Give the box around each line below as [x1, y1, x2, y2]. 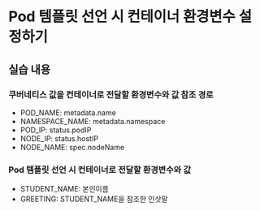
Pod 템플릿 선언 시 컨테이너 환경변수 [8, 7, 236, 26]
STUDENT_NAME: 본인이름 [19, 184, 110, 194]
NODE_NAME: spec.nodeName [19, 142, 125, 152]
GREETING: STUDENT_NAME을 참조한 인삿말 [19, 194, 168, 204]
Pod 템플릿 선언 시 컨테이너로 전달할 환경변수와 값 [8, 164, 191, 175]
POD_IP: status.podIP [19, 125, 92, 135]
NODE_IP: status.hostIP [19, 133, 99, 143]
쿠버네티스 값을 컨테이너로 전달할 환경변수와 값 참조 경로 [8, 88, 214, 100]
